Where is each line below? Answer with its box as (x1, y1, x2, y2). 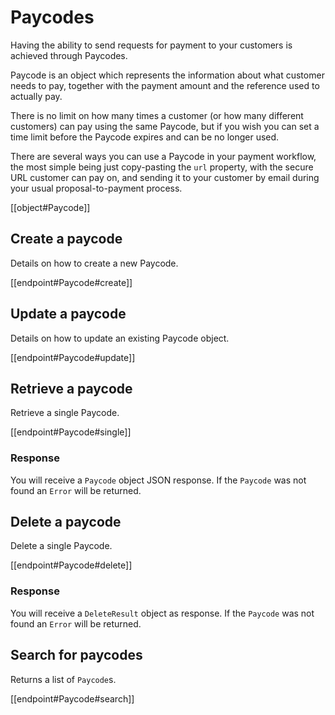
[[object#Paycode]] (10, 201, 91, 213)
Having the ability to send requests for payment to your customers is (10, 39, 293, 51)
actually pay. (10, 90, 63, 102)
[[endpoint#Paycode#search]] (10, 692, 135, 705)
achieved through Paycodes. (10, 49, 128, 61)
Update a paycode (10, 306, 127, 323)
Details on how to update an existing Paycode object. (10, 332, 230, 344)
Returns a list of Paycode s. (10, 673, 117, 685)
